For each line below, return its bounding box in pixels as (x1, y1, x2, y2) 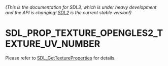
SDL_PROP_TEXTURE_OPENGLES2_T (5, 27, 163, 39)
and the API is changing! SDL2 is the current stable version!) (5, 9, 132, 15)
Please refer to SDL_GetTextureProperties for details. (5, 55, 116, 61)
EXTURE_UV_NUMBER (5, 38, 100, 49)
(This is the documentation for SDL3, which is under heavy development (5, 4, 157, 10)
